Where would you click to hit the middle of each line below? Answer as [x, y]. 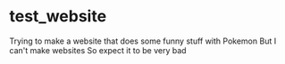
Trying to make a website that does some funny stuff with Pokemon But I [143, 41]
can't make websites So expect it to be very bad [98, 50]
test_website [58, 16]
